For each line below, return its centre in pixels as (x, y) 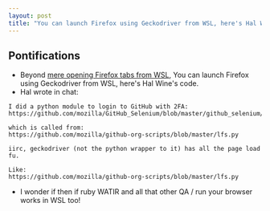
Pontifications (44, 56)
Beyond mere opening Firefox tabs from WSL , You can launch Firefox (134, 75)
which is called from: (46, 128)
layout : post (30, 16)
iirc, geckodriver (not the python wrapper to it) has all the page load (135, 149)
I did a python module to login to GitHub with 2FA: (98, 107)
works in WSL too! (50, 201)
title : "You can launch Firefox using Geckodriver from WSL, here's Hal (133, 23)
